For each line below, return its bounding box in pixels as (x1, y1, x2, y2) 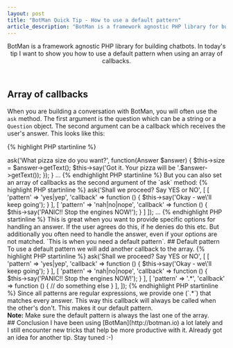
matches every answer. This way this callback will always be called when (7, 296, 216, 304)
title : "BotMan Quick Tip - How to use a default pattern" (7, 17, 182, 24)
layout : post (7, 10, 45, 17)
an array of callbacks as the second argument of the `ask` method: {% (7, 178, 208, 186)
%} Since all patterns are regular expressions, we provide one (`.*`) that (7, 289, 212, 297)
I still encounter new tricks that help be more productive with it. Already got (7, 326, 223, 334)
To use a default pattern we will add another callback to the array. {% (7, 245, 205, 253)
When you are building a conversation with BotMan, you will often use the (7, 107, 218, 115)
